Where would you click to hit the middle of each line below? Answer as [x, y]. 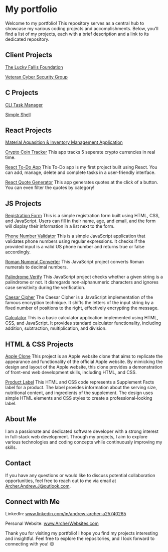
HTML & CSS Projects [39, 344]
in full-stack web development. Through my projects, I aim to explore [76, 436]
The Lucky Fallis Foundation [34, 67]
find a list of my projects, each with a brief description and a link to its [77, 34]
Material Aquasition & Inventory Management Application [64, 142]
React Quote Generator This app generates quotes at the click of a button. [82, 182]
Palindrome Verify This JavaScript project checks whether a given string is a [84, 277]
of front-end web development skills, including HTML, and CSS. [71, 372]
